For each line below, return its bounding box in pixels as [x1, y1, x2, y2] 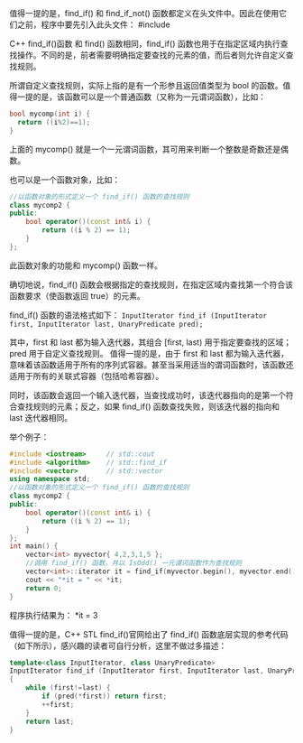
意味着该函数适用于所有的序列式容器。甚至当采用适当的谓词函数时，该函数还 [9, 359, 294, 370]
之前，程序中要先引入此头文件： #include [16, 19, 170, 30]
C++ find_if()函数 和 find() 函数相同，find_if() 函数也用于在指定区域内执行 [9, 39, 281, 49]
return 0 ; [25, 583, 63, 593]
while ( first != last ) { [25, 683, 111, 692]
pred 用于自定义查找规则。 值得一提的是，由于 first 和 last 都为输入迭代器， [9, 348, 289, 358]
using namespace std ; [9, 475, 91, 484]
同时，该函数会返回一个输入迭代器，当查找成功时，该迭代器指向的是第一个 [9, 389, 286, 400]
